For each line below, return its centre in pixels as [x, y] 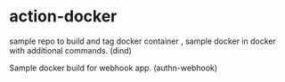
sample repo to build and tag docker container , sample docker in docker [142, 41]
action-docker [63, 16]
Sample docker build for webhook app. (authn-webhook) [114, 68]
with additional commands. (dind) [70, 50]
